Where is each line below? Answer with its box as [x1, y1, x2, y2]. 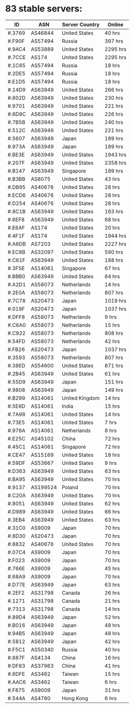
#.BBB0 [7, 273, 26, 280]
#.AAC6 [7, 679, 26, 686]
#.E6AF [7, 224, 25, 231]
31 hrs [104, 687, 121, 694]
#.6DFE [7, 670, 25, 677]
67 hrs [104, 265, 121, 272]
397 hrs [104, 37, 124, 44]
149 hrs [104, 386, 124, 393]
